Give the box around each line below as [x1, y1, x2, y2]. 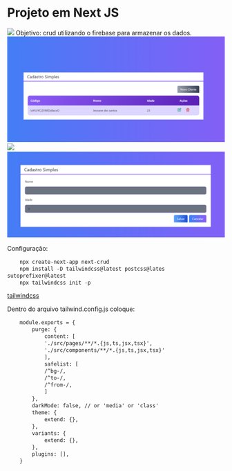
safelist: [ [43, 360, 79, 368]
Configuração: [7, 244, 48, 252]
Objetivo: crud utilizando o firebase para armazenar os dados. [15, 28, 192, 37]
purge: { [32, 326, 57, 333]
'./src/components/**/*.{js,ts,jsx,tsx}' [43, 346, 166, 354]
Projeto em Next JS [7, 5, 119, 21]
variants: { [32, 429, 67, 437]
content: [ [43, 332, 76, 340]
